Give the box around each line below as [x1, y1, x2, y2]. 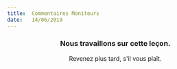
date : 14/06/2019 [7, 16, 63, 23]
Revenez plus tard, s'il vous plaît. [69, 54, 162, 62]
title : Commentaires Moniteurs [7, 10, 99, 17]
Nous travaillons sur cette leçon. [60, 39, 171, 49]
